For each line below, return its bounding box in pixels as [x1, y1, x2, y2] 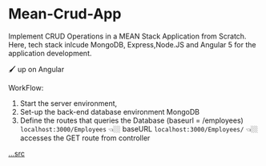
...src [8, 148, 26, 158]
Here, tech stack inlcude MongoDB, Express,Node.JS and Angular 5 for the [8, 39, 256, 49]
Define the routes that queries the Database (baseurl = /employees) [19, 115, 244, 125]
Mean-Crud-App [8, 5, 122, 23]
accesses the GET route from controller [19, 133, 151, 143]
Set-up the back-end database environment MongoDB [19, 107, 200, 116]
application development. [8, 48, 92, 58]
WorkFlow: [8, 83, 44, 92]
